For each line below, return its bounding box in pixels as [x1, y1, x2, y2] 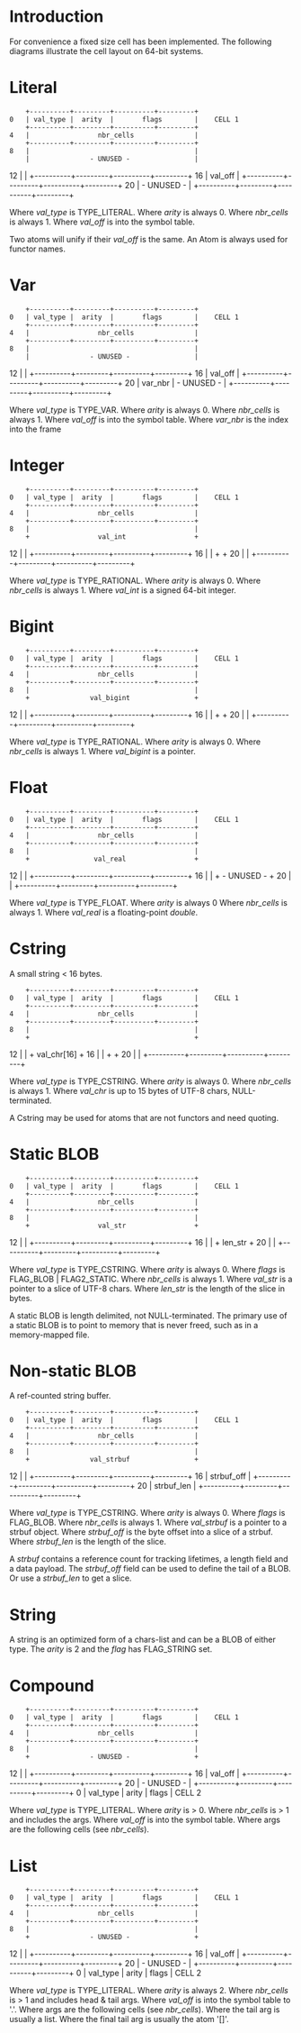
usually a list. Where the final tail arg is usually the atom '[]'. [9, 2014, 229, 2025]
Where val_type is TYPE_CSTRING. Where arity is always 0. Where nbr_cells [9, 1075, 292, 1087]
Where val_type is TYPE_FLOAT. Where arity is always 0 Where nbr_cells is [9, 897, 288, 907]
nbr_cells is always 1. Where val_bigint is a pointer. [9, 745, 196, 756]
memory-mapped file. [9, 1329, 90, 1340]
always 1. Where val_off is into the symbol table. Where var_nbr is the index [9, 414, 289, 424]
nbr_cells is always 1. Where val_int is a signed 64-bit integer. [9, 584, 236, 596]
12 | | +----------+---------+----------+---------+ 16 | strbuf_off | [9, 1471, 252, 1481]
